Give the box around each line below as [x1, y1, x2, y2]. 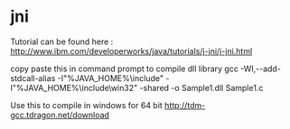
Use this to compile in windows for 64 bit [10, 99, 164, 110]
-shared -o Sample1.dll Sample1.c [139, 82, 264, 93]
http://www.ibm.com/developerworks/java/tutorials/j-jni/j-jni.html [10, 45, 253, 56]
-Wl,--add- [239, 63, 281, 74]
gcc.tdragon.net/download [10, 109, 109, 120]
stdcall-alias [10, 72, 56, 83]
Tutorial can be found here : [10, 36, 114, 47]
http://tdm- [164, 99, 206, 110]
